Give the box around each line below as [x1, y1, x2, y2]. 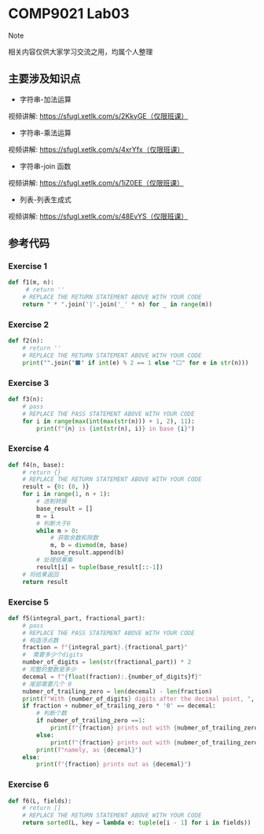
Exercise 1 [8, 261, 48, 272]
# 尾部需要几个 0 [22, 680, 72, 688]
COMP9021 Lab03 [8, 5, 130, 23]
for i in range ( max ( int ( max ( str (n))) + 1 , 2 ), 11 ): [22, 417, 195, 425]
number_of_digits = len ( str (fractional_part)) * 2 [22, 658, 192, 667]
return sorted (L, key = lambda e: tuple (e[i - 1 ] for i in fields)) [22, 819, 251, 827]
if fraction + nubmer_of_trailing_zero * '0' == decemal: [22, 702, 216, 710]
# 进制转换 [36, 498, 68, 505]
